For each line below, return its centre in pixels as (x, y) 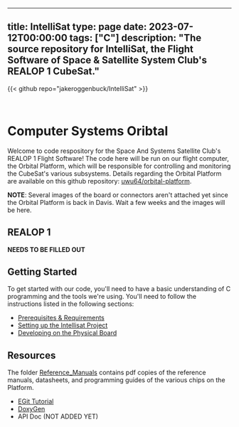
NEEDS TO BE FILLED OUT (46, 249)
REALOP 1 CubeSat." (53, 72)
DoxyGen (31, 409)
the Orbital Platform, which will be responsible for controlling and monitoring (119, 166)
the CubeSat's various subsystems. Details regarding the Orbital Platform (115, 173)
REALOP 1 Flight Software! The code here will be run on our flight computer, (118, 158)
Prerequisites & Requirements (61, 318)
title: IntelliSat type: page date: (77, 27)
